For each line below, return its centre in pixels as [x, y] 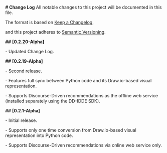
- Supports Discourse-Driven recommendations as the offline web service [81, 96]
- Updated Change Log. [30, 51]
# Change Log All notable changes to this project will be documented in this [83, 7]
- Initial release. [21, 120]
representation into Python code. [39, 135]
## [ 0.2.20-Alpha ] [25, 42]
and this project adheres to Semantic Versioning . [56, 32]
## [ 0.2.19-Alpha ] [24, 61]
